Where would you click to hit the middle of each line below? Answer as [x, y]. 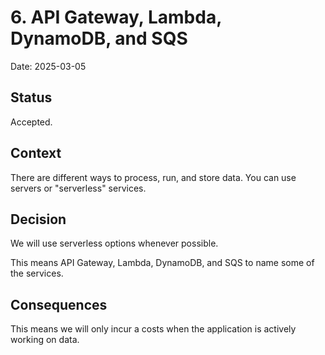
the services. [37, 273]
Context [36, 153]
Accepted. [31, 122]
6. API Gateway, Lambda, [116, 17]
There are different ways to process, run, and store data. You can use [153, 177]
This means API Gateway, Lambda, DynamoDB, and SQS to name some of [162, 263]
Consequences [59, 304]
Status [31, 97]
